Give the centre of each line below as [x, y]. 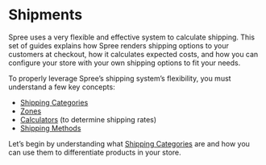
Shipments [46, 15]
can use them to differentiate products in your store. [95, 152]
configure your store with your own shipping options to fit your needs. [125, 63]
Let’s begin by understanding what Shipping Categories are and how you [129, 143]
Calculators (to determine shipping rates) [88, 119]
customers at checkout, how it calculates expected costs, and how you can [133, 54]
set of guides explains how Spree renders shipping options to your [119, 45]
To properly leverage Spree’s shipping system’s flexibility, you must [120, 78]
